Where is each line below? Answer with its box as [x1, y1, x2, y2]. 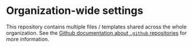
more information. [6, 35, 49, 42]
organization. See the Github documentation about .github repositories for [6, 29, 187, 36]
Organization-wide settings [6, 4, 144, 17]
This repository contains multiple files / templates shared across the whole [6, 23, 187, 30]
